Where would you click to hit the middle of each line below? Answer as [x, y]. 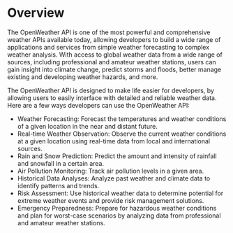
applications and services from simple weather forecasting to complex [108, 47]
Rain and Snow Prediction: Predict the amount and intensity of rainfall [117, 156]
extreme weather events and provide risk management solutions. [111, 200]
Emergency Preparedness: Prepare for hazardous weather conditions [117, 208]
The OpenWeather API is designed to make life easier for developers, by [111, 90]
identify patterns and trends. [58, 185]
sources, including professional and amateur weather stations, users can [112, 62]
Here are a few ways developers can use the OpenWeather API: [99, 105]
